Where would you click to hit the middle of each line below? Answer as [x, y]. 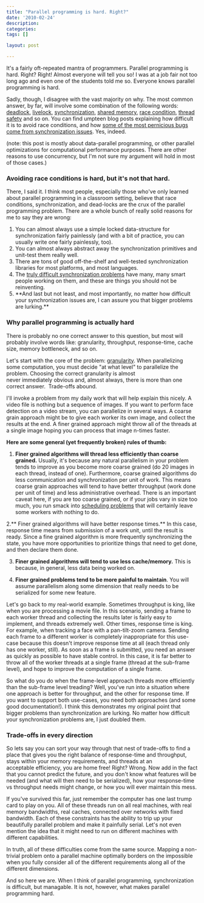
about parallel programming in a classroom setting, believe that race [92, 198]
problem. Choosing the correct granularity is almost [71, 373]
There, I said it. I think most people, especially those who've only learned [97, 191]
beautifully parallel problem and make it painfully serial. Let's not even [94, 825]
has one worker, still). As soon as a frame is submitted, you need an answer [101, 649]
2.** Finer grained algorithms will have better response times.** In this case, [102, 524]
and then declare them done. [42, 549]
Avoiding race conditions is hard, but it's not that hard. [88, 178]
